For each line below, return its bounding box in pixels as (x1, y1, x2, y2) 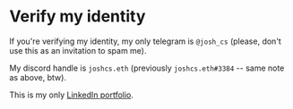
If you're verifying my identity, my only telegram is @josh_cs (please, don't (9, 36, 282, 46)
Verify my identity (9, 6, 146, 27)
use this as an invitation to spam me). (9, 45, 147, 55)
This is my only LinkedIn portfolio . (9, 89, 134, 100)
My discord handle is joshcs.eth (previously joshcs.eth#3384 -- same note (9, 63, 285, 73)
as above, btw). (9, 71, 67, 82)
